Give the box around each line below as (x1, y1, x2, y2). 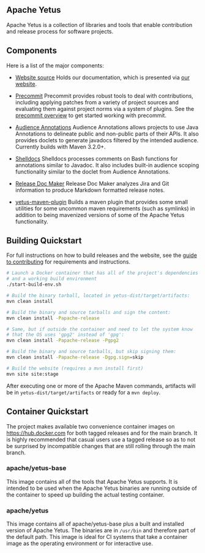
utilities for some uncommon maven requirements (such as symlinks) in (15, 205, 195, 212)
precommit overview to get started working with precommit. (15, 112, 167, 119)
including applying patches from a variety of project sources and (15, 98, 179, 106)
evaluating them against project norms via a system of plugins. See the (15, 105, 195, 112)
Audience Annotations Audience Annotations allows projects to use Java (15, 123, 199, 131)
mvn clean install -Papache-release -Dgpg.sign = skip (6, 354, 144, 360)
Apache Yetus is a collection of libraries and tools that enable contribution (6, 21, 193, 28)
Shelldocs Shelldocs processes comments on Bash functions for (15, 154, 178, 162)
